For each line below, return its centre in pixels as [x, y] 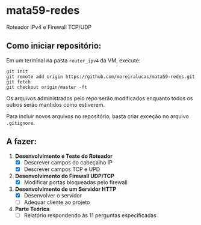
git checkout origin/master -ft [47, 87]
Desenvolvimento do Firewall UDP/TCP [64, 176]
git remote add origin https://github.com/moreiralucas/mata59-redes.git [101, 76]
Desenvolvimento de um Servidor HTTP [66, 189]
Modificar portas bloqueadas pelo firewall [76, 182]
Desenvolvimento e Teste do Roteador [64, 156]
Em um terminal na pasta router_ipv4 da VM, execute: [73, 60]
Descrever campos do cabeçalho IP [68, 162]
